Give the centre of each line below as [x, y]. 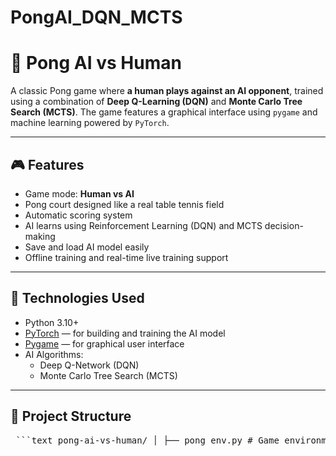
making [40, 236]
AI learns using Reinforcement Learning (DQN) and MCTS [143, 225]
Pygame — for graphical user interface [104, 343]
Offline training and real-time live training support [126, 257]
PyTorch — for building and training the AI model [125, 333]
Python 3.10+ [52, 322]
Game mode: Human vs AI [79, 193]
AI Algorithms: [54, 354]
